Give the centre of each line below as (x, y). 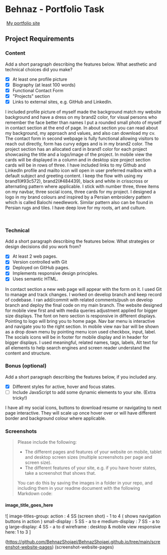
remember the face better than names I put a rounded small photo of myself (83, 122)
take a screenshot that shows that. (60, 473)
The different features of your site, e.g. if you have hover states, (90, 468)
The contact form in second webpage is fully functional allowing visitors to (82, 138)
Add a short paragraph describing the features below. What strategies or (80, 241)
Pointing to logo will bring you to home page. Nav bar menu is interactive (80, 321)
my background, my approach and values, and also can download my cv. (80, 133)
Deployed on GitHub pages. (41, 268)
